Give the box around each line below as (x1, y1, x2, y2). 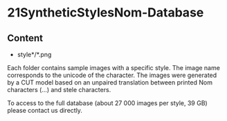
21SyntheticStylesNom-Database (7, 5, 204, 21)
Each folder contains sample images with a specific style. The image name (7, 64, 220, 71)
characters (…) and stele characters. (7, 86, 111, 93)
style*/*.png (17, 50, 52, 58)
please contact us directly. (7, 107, 83, 114)
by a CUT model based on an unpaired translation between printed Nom (7, 78, 213, 87)
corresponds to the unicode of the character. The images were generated (7, 71, 217, 79)
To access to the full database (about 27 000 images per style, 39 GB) (7, 99, 208, 107)
